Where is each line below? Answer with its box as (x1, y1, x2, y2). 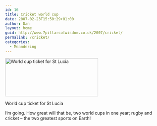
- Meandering (9, 44, 37, 49)
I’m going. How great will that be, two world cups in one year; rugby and (5, 110, 153, 116)
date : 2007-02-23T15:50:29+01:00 (5, 16, 74, 21)
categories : (5, 40, 30, 45)
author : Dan (5, 21, 30, 26)
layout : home (5, 26, 32, 31)
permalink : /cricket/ (5, 35, 50, 40)
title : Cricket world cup (5, 12, 58, 17)
